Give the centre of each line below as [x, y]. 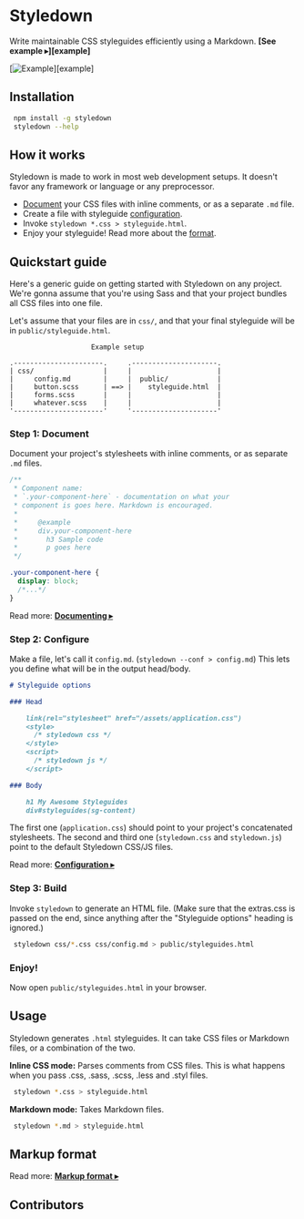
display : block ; [48, 581]
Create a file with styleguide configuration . [102, 214]
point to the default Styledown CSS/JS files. [91, 847]
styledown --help [46, 127]
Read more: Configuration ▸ [62, 865]
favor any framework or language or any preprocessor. [112, 187]
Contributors [47, 1205]
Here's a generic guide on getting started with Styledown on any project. [146, 284]
